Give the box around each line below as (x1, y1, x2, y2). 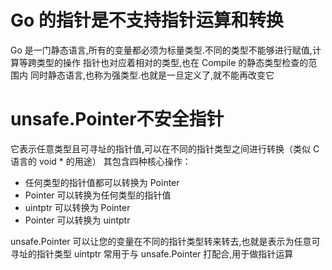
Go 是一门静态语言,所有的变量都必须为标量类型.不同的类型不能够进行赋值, (10, 44, 313, 56)
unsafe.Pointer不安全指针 (10, 108, 225, 131)
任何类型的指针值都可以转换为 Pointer (24, 176, 180, 188)
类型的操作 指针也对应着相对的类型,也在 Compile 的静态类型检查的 (36, 56, 309, 68)
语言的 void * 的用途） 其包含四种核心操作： (10, 155, 192, 167)
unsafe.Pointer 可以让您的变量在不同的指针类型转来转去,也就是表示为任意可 (10, 235, 321, 247)
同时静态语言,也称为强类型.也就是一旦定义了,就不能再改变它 (29, 69, 275, 81)
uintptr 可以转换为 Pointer (24, 201, 131, 213)
